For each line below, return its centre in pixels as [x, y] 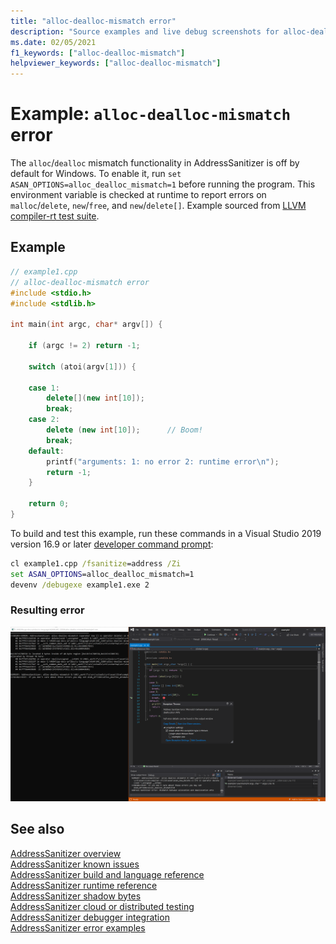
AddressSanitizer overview [66, 853]
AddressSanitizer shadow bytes [76, 896]
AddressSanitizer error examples [78, 927]
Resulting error [47, 610]
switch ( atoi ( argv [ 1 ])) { [82, 366]
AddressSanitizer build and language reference [107, 874]
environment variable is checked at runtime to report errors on [138, 195]
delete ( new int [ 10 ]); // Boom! [124, 430]
